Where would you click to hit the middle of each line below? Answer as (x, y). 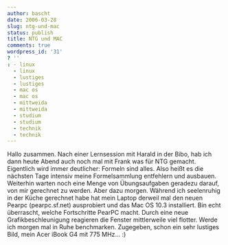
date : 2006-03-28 (32, 20)
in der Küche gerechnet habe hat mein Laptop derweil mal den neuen (105, 198)
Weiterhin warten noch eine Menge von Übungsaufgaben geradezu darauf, (113, 183)
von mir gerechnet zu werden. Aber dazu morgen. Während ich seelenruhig (114, 191)
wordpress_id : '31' (35, 52)
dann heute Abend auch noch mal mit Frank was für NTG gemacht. (102, 161)
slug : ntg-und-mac (33, 26)
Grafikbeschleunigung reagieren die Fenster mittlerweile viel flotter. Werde (112, 220)
